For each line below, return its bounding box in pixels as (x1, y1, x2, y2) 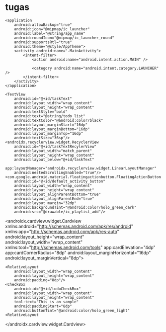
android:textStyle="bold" (14, 109, 68, 114)
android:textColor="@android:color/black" (14, 118, 103, 123)
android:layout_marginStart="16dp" (14, 122, 88, 127)
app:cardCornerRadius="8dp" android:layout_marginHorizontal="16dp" (5, 249, 151, 255)
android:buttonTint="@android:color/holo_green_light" (14, 308, 130, 313)
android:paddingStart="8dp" (14, 304, 72, 309)
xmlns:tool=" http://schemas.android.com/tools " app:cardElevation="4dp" (5, 244, 156, 250)
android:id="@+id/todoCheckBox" (14, 286, 81, 291)
